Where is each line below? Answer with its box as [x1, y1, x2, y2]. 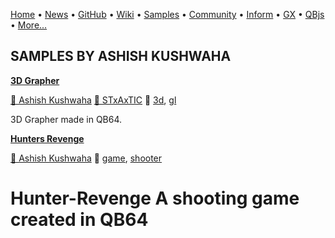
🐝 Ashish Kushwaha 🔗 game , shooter [10, 152, 163, 164]
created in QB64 [10, 209, 149, 231]
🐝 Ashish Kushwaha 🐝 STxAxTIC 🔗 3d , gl [10, 94, 177, 106]
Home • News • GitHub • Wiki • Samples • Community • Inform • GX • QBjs [10, 9, 325, 20]
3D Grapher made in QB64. [10, 113, 123, 125]
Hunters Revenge [10, 132, 85, 144]
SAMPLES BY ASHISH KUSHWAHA [10, 48, 232, 65]
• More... [10, 19, 48, 31]
